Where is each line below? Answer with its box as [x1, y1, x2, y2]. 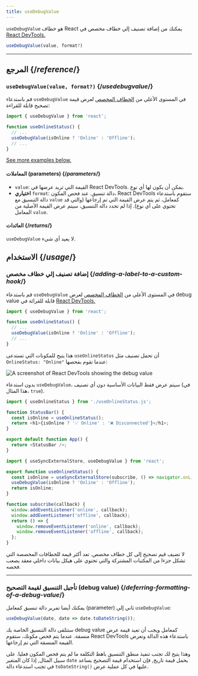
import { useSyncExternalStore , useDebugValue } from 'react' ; [6, 458, 165, 464]
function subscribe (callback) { [6, 502, 85, 508]
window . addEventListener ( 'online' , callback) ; [11, 506, 128, 513]
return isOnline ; [11, 485, 54, 491]
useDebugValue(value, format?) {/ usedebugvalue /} [6, 82, 153, 90]
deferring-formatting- [126, 583, 190, 591]
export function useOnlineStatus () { [6, 469, 99, 474]
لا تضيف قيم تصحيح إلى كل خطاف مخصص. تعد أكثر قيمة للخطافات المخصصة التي [6, 551, 185, 558]
